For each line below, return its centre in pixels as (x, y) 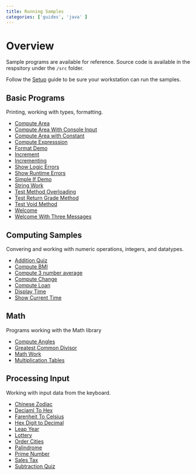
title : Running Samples (35, 11)
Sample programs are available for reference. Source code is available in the (98, 62)
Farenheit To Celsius (39, 417)
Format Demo (31, 148)
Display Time (30, 292)
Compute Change (36, 279)
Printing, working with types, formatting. (55, 112)
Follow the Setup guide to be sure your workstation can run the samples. (94, 80)
